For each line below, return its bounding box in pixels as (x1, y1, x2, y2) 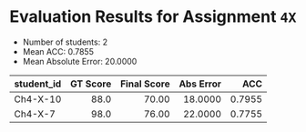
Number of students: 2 (22, 36, 107, 47)
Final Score (119, 77, 170, 90)
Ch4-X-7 (14, 107, 56, 120)
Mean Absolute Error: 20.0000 (22, 56, 138, 66)
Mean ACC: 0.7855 (22, 46, 94, 56)
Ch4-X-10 (14, 93, 62, 106)
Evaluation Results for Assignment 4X (9, 6, 297, 27)
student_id (14, 77, 62, 90)
